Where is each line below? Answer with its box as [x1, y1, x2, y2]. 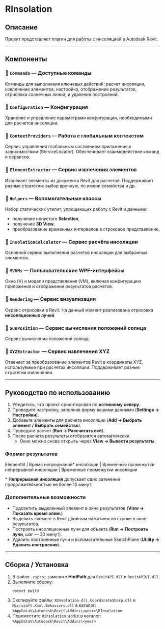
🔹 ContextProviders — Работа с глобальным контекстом [5, 132, 144, 139]
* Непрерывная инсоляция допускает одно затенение [5, 476, 120, 482]
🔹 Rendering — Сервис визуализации [5, 296, 96, 303]
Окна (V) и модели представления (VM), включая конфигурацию [5, 278, 141, 284]
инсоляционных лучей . [5, 312, 55, 318]
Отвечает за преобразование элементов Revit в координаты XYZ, [5, 359, 143, 365]
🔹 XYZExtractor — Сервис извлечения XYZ [5, 348, 110, 355]
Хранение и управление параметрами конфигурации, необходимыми [5, 115, 152, 121]
